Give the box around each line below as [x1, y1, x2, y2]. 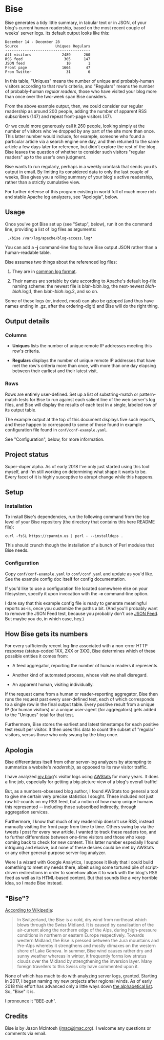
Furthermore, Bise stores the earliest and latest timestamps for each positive [5, 722, 159, 727]
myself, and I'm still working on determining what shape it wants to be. [5, 469, 147, 475]
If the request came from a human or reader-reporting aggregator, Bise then [5, 691, 158, 697]
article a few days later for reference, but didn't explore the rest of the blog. [5, 143, 157, 150]
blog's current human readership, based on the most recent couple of [5, 24, 145, 30]
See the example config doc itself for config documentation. [5, 576, 126, 582]
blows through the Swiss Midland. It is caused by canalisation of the [17, 922, 154, 927]
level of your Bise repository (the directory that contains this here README [5, 519, 155, 525]
